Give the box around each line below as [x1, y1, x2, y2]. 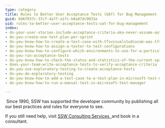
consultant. [5, 118, 28, 124]
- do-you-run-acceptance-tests [5, 53, 69, 58]
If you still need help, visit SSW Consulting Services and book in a [5, 113, 139, 119]
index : [5, 26, 19, 31]
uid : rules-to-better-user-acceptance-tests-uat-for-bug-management [5, 21, 148, 26]
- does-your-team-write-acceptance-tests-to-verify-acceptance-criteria [5, 62, 157, 67]
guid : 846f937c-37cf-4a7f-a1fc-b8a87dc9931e [5, 16, 98, 21]
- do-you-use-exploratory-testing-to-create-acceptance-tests [5, 67, 135, 72]
